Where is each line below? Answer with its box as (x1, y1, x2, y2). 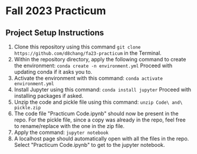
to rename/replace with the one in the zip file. (14, 123, 125, 129)
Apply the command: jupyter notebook (14, 129, 109, 136)
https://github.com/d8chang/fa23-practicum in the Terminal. (14, 50, 162, 57)
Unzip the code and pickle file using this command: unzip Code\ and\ (14, 99, 183, 106)
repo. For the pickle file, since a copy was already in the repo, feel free (14, 116, 186, 123)
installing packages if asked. (14, 93, 84, 99)
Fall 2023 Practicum (5, 4, 107, 18)
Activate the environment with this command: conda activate (14, 75, 163, 81)
